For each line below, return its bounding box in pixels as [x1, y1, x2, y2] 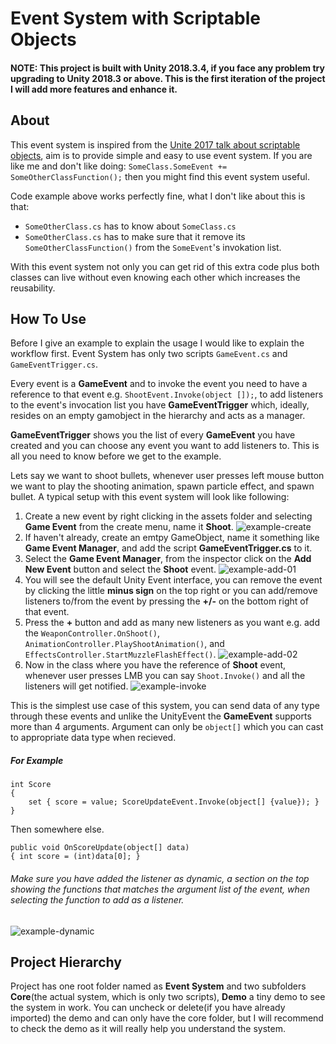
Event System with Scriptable [10, 7, 261, 30]
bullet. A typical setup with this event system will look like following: [10, 491, 290, 503]
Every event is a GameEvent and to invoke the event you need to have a [10, 378, 308, 390]
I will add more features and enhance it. [10, 83, 178, 95]
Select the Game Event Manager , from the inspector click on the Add [24, 553, 312, 565]
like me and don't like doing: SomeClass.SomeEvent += [10, 160, 228, 172]
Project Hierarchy [10, 953, 122, 971]
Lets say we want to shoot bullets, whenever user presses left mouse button [10, 470, 325, 482]
